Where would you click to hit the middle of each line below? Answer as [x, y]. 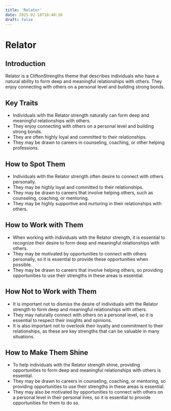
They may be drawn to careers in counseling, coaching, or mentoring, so [89, 381]
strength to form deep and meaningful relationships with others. [80, 309]
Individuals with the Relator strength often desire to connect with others [88, 176]
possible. [22, 265]
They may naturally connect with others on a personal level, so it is [83, 315]
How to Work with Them [44, 225]
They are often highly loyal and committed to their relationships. [80, 137]
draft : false [19, 19]
